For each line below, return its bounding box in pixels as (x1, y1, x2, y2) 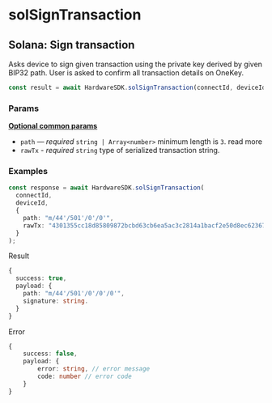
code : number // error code (37, 372, 132, 381)
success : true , (15, 274, 67, 282)
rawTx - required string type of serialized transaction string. (19, 146, 220, 155)
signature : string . (23, 297, 89, 305)
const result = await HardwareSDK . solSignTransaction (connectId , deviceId (8, 83, 266, 91)
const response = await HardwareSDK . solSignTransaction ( (8, 184, 205, 192)
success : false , (23, 350, 79, 358)
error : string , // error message (37, 365, 151, 373)
